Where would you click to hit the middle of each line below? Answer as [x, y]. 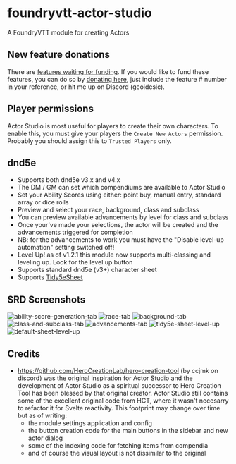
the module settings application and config [90, 423]
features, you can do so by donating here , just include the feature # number [117, 79]
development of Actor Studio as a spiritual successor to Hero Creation [119, 385]
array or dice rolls [43, 202]
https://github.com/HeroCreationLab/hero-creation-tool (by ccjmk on [118, 371]
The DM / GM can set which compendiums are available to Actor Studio [121, 188]
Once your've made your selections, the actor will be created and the [118, 225]
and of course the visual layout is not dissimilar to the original [117, 453]
